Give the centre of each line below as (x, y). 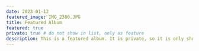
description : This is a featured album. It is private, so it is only (95, 39)
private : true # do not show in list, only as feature (75, 33)
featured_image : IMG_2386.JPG (44, 17)
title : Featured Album (34, 22)
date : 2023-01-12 (28, 11)
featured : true (25, 28)
